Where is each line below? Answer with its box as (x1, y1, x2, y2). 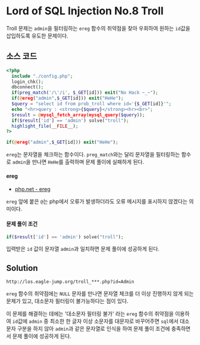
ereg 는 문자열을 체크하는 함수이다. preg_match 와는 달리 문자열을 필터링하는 (6, 151, 180, 158)
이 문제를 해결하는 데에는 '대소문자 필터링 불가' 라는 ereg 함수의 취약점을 (6, 310, 174, 318)
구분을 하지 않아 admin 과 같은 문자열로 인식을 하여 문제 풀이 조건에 (17, 325, 170, 332)
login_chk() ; (11, 79, 44, 85)
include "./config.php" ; (11, 73, 73, 79)
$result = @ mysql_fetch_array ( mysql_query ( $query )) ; (11, 112, 145, 118)
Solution (6, 263, 38, 273)
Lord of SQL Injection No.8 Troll (6, 4, 164, 18)
